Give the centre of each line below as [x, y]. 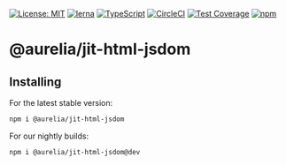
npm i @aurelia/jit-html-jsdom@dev [75, 152]
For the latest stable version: [61, 103]
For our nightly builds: [49, 136]
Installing [35, 82]
